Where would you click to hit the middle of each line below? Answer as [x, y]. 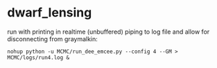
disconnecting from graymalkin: [53, 38]
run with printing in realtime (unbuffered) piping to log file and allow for [108, 32]
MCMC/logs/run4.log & [38, 57]
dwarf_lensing [50, 13]
